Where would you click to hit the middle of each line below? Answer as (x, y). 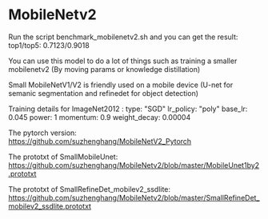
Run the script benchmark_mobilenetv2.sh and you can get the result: (123, 37)
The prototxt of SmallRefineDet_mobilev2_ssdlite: (89, 189)
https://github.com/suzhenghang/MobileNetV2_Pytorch (100, 141)
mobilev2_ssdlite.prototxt (50, 206)
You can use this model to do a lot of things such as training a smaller (123, 61)
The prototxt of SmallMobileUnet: (63, 157)
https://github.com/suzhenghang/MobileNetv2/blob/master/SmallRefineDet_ (134, 197)
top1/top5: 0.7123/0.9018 (49, 45)
